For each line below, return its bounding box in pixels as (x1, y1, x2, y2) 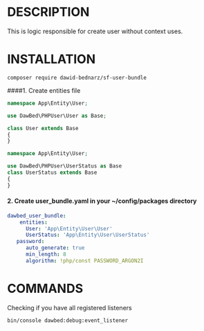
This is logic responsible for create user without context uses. (7, 27, 183, 35)
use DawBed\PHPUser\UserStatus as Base (7, 163, 122, 170)
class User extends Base (7, 125, 79, 132)
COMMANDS (7, 281, 84, 296)
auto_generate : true (25, 244, 85, 251)
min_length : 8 (25, 251, 67, 258)
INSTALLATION (7, 51, 95, 67)
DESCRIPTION (7, 4, 90, 20)
